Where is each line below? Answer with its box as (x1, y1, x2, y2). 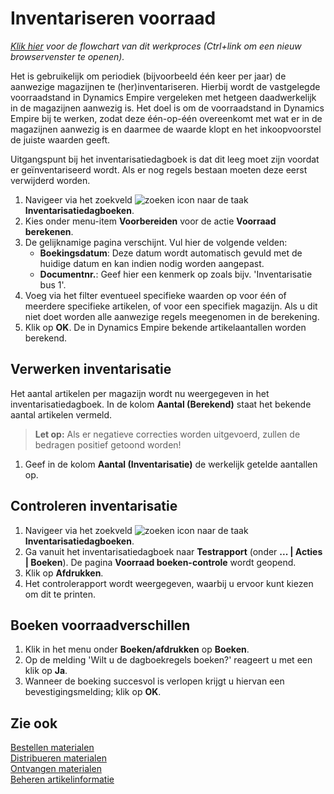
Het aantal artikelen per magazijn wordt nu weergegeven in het (10, 387, 270, 399)
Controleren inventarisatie (10, 498, 178, 515)
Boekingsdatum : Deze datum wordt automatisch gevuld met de (39, 247, 303, 259)
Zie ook (10, 715, 58, 732)
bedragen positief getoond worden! (34, 438, 182, 451)
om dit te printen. (24, 588, 96, 600)
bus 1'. (39, 278, 67, 291)
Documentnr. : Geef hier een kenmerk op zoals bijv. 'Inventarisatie (39, 268, 313, 280)
